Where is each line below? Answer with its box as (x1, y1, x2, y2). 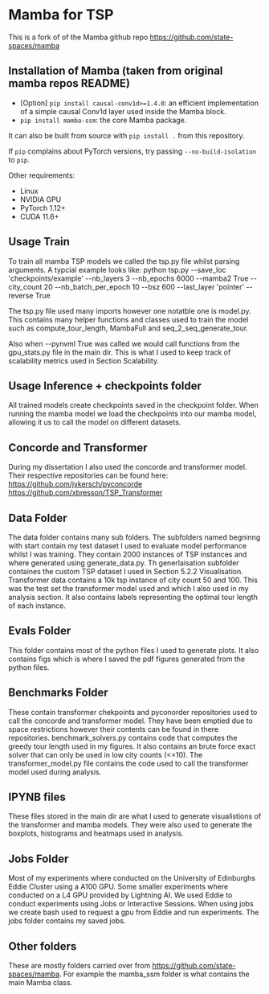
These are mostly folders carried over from (8, 961, 151, 971)
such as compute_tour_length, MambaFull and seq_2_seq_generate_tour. (8, 323, 249, 333)
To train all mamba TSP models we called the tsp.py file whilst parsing (8, 256, 240, 266)
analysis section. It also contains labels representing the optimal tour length (8, 593, 259, 602)
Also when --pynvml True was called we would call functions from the (8, 339, 240, 348)
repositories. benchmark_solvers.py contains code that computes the (8, 733, 238, 742)
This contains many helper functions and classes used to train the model (8, 314, 249, 324)
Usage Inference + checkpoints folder (8, 379, 202, 392)
